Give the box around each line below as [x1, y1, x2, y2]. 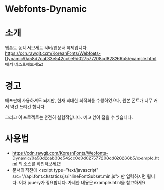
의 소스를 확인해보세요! [18, 161, 62, 167]
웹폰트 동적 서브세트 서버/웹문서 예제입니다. [5, 45, 88, 51]
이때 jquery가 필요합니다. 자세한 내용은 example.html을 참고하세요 [19, 180, 146, 185]
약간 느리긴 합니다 [10, 104, 45, 110]
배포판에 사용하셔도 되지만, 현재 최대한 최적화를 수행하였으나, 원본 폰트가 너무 [5, 97, 153, 104]
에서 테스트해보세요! [5, 62, 43, 67]
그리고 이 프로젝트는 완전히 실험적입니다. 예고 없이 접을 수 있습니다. [5, 114, 133, 120]
